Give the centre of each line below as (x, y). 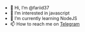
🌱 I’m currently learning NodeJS (44, 18)
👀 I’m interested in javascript (40, 13)
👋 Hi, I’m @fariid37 (30, 8)
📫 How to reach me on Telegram (45, 24)
